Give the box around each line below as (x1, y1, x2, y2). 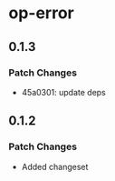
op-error (8, 3, 74, 24)
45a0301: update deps (21, 86, 106, 97)
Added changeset (21, 161, 89, 172)
